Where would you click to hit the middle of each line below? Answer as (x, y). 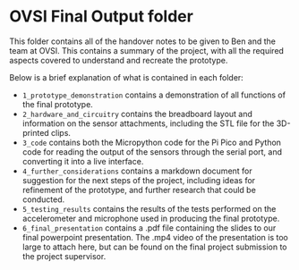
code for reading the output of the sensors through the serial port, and (152, 152)
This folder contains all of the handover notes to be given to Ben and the (142, 41)
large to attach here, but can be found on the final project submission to (154, 247)
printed (35, 132)
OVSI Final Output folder (102, 17)
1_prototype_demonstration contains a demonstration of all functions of (154, 95)
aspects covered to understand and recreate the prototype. (119, 60)
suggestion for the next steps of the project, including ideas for (139, 180)
